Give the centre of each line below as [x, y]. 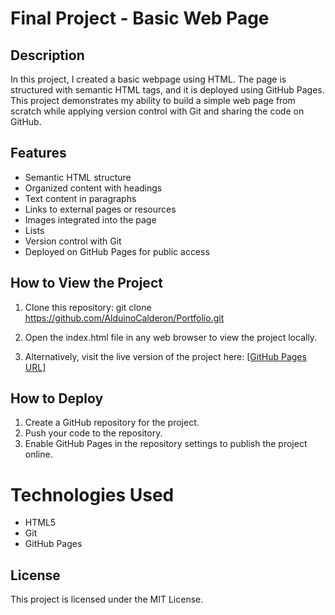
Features [38, 153]
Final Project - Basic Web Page [140, 18]
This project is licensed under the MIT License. [107, 599]
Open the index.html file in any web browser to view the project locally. [171, 337]
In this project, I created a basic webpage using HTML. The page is [148, 79]
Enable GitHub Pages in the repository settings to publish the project [166, 444]
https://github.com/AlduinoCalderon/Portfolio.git [124, 318]
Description [47, 55]
